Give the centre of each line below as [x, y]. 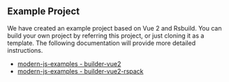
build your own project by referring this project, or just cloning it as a [106, 35]
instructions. [25, 50]
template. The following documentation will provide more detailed [102, 43]
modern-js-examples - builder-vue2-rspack [80, 71]
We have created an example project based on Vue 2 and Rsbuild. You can [114, 28]
